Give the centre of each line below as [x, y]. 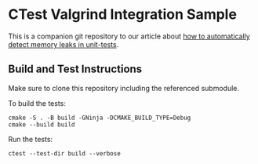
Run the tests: [31, 139]
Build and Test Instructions [75, 69]
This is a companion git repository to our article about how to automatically [129, 36]
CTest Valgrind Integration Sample [123, 15]
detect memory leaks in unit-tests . [64, 44]
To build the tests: [37, 103]
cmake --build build [42, 124]
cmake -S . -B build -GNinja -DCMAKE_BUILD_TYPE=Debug [100, 118]
